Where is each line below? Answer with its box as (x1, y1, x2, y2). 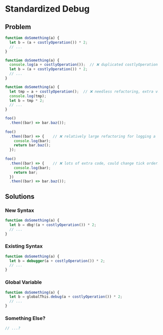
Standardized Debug (5, 3, 90, 15)
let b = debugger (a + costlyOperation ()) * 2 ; (9, 258, 105, 263)
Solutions (5, 192, 35, 201)
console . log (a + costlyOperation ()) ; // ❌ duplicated (9, 62, 123, 67)
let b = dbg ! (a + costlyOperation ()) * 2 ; (9, 222, 97, 227)
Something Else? (5, 315, 46, 321)
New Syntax (5, 207, 34, 214)
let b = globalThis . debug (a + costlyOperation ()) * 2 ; (9, 294, 123, 299)
